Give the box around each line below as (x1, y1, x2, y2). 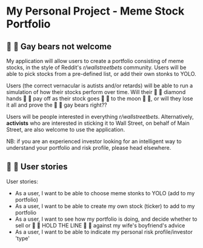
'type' (15, 235, 30, 242)
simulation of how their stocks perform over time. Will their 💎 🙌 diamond (6, 89, 186, 95)
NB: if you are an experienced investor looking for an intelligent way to (6, 138, 182, 145)
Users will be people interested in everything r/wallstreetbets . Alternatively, (6, 113, 194, 120)
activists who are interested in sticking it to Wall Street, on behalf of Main (6, 119, 190, 127)
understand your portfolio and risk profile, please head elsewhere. (6, 144, 171, 151)
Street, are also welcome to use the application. (6, 126, 125, 133)
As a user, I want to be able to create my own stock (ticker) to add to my (15, 202, 195, 210)
